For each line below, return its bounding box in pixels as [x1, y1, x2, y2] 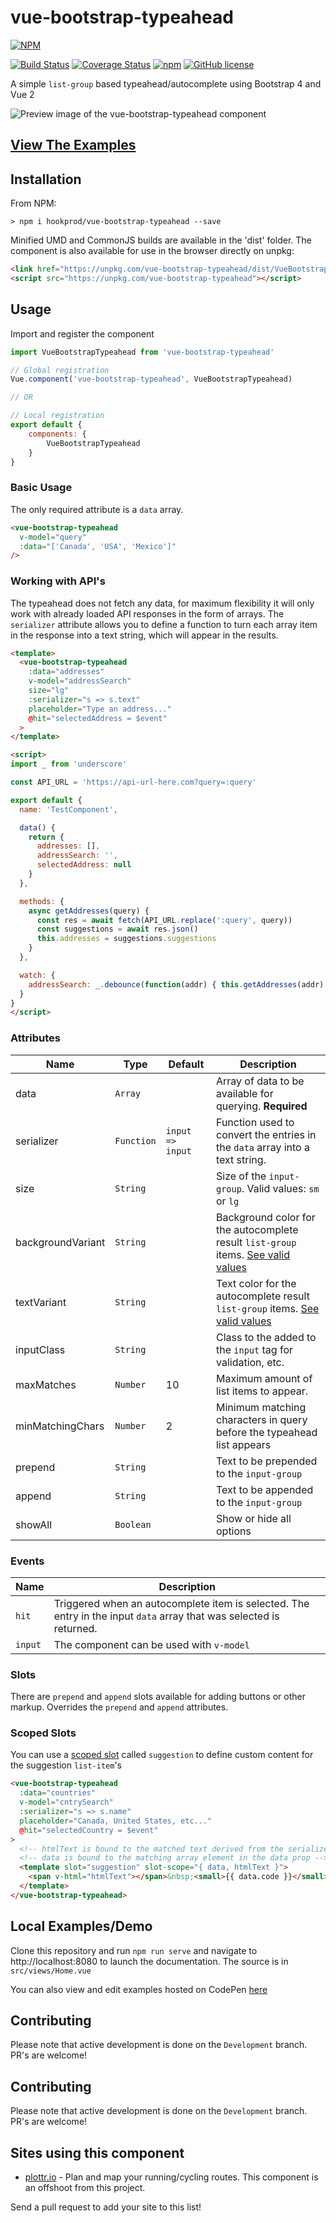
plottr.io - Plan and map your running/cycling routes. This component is [24, 2171, 319, 2183]
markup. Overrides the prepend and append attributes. [10, 1701, 229, 1713]
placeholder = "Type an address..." [28, 704, 172, 714]
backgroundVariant [15, 1235, 106, 1249]
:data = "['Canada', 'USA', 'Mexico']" [19, 541, 177, 551]
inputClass [15, 1342, 66, 1356]
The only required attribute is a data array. [10, 503, 184, 515]
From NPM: [10, 197, 57, 210]
